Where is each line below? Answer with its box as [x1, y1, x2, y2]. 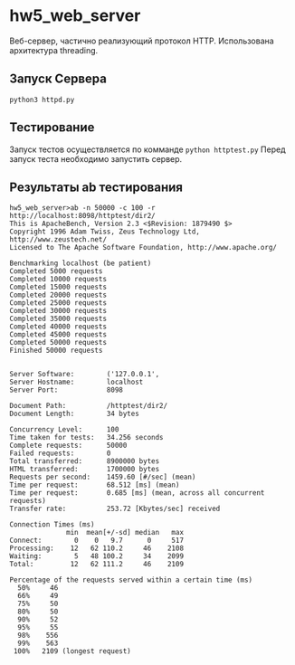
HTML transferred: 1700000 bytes [9, 465, 160, 474]
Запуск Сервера [9, 71, 107, 87]
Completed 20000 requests [9, 290, 107, 299]
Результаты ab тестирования [9, 179, 184, 195]
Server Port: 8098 [9, 385, 124, 394]
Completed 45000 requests [9, 330, 107, 339]
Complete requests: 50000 [9, 441, 128, 451]
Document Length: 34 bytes [9, 409, 140, 419]
